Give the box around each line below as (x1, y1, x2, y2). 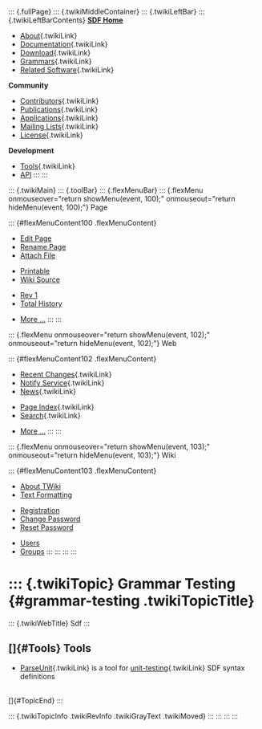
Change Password (19, 514, 81, 523)
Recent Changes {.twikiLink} (19, 369, 112, 379)
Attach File (19, 250, 56, 260)
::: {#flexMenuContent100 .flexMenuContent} (8, 218, 157, 227)
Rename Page (19, 242, 67, 251)
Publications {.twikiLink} (19, 104, 99, 114)
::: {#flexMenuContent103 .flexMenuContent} (8, 466, 157, 475)
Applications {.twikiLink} (19, 113, 99, 123)
